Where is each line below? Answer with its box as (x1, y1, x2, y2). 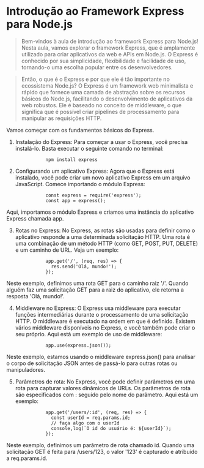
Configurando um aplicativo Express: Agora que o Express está (15, 167, 175, 175)
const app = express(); (45, 197, 106, 203)
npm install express (45, 156, 98, 163)
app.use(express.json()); (45, 342, 112, 349)
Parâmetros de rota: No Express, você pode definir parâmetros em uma (15, 378, 195, 385)
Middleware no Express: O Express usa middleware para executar (15, 304, 181, 312)
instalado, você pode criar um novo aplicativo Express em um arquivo (15, 173, 191, 181)
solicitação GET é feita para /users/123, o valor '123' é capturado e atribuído (6, 448, 198, 455)
